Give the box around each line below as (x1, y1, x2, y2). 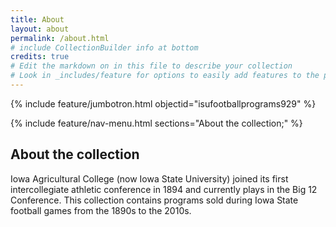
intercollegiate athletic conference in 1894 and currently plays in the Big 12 (10, 183, 318, 195)
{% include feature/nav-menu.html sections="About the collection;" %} (10, 117, 303, 129)
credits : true (10, 52, 70, 62)
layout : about (10, 24, 70, 34)
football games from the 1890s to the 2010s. (10, 204, 192, 216)
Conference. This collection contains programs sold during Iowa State (10, 194, 299, 206)
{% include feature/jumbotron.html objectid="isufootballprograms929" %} (10, 97, 317, 110)
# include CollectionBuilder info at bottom (10, 42, 199, 53)
